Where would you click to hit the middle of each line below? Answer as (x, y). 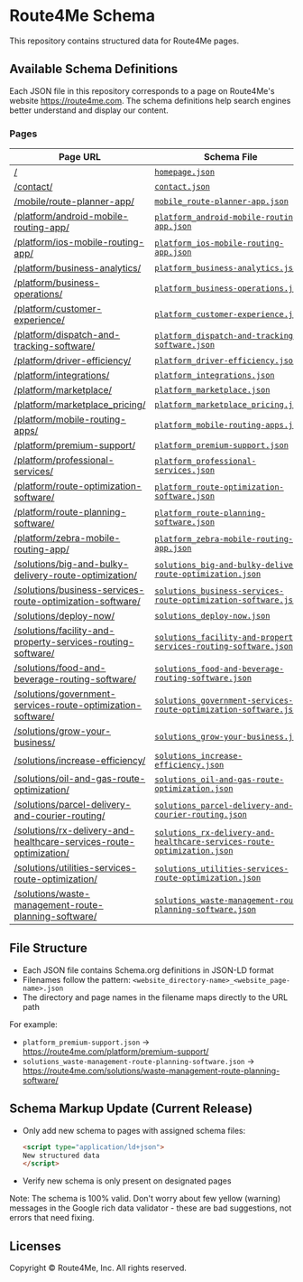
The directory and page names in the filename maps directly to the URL (155, 997)
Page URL (80, 157)
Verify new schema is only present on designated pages (127, 1181)
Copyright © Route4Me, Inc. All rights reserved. (98, 1268)
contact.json (182, 187)
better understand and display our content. (89, 110)
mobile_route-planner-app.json (221, 201)
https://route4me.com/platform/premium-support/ (115, 1051)
